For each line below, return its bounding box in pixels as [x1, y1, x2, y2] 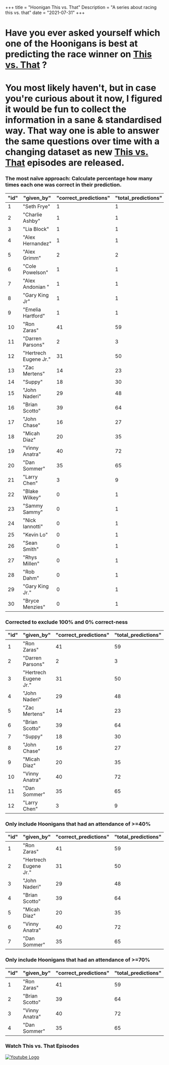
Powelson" [23, 269, 49, 276]
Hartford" [23, 312, 45, 319]
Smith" [23, 545, 39, 552]
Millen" [23, 560, 40, 567]
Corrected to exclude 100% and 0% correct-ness [5, 618, 128, 625]
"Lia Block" [23, 225, 49, 232]
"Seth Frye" [23, 203, 50, 210]
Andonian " [23, 283, 49, 290]
